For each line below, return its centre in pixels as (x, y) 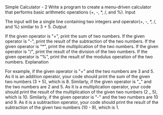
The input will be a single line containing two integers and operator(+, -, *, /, (81, 22)
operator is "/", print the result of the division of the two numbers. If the (76, 51)
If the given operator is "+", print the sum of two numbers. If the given (75, 36)
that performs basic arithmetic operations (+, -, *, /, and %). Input (70, 12)
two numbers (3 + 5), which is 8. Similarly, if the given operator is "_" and (78, 82)
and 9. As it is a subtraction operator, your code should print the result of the (82, 102)
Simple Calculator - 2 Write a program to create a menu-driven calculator (78, 7)
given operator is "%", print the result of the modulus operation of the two (79, 57)
